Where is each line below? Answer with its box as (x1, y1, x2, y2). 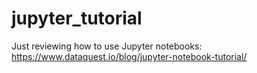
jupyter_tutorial (11, 7, 143, 30)
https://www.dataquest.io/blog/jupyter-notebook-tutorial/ (11, 50, 248, 62)
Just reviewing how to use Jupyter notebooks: (11, 40, 203, 52)
